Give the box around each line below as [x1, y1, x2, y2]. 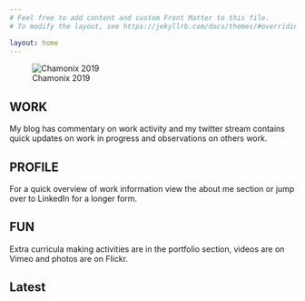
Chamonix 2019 [32, 73, 91, 84]
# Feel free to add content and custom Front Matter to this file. [9, 13, 271, 23]
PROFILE [9, 159, 59, 175]
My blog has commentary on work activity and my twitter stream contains [9, 124, 286, 135]
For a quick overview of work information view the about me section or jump [9, 184, 295, 194]
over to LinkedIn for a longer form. [9, 193, 138, 204]
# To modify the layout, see [9, 22, 120, 31]
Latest [9, 279, 46, 296]
